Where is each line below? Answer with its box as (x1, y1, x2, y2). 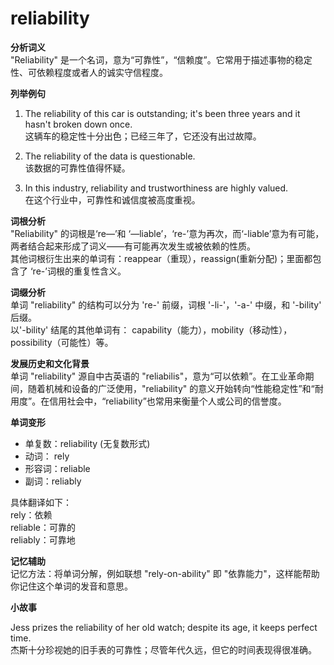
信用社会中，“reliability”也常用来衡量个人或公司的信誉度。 (49, 395, 287, 407)
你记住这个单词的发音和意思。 (10, 580, 133, 592)
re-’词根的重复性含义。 (32, 265, 127, 277)
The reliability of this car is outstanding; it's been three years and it (24, 107, 301, 119)
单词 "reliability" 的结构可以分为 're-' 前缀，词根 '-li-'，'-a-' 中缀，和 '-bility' (10, 298, 322, 311)
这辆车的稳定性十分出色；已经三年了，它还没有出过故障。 (24, 130, 262, 142)
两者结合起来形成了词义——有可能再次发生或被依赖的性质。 (10, 240, 256, 252)
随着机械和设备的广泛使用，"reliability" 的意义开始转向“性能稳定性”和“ (27, 382, 315, 394)
